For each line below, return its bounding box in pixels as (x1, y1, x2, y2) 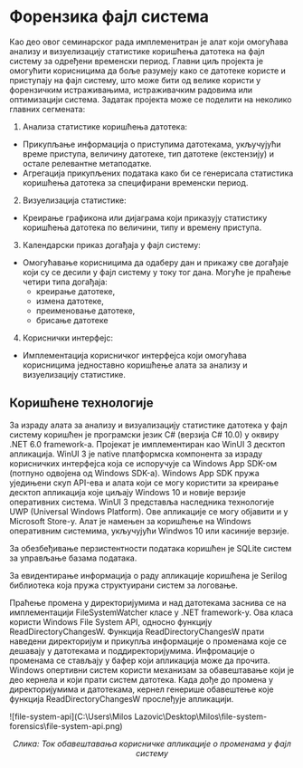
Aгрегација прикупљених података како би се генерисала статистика (22, 168, 294, 178)
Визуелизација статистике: (22, 195, 127, 206)
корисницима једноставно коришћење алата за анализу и (22, 360, 248, 370)
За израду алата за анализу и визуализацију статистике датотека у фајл (9, 419, 288, 430)
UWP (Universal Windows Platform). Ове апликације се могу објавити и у (9, 505, 289, 517)
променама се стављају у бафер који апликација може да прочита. (9, 655, 270, 666)
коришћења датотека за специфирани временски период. (22, 177, 249, 187)
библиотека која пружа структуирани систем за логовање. (9, 580, 238, 590)
